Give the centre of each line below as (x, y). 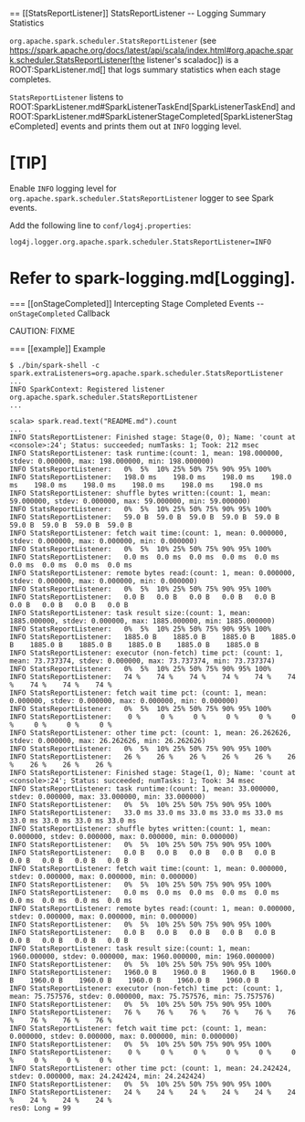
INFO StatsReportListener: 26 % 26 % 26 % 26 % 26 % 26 (153, 757)
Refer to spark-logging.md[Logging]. (152, 278)
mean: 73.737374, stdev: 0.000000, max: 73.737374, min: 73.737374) (142, 661)
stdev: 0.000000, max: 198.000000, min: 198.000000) (112, 461)
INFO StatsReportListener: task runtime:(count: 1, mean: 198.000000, (147, 453)
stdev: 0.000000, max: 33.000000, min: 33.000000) (108, 797)
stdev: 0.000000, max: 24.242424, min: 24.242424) (108, 1076)
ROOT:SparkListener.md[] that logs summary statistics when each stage (145, 69)
